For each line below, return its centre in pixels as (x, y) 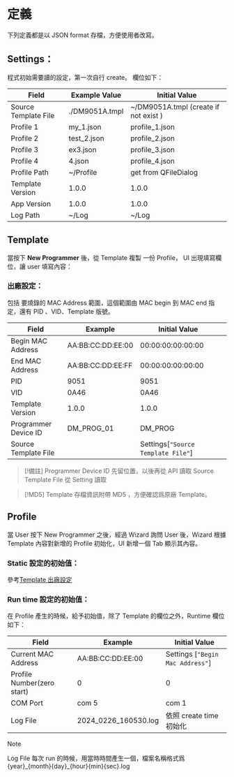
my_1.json (85, 126)
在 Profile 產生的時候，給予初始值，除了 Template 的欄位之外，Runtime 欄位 (116, 616)
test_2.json (86, 138)
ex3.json (83, 150)
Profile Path (30, 172)
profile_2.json (153, 138)
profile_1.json (153, 126)
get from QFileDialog (164, 172)
